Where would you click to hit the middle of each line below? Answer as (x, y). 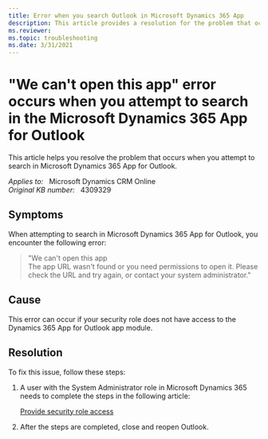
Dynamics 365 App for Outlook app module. (81, 327)
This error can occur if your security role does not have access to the (122, 319)
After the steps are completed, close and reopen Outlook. (114, 426)
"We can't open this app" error (112, 85)
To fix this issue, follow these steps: (67, 372)
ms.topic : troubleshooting (53, 38)
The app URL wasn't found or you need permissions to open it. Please (143, 266)
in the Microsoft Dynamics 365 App (128, 118)
